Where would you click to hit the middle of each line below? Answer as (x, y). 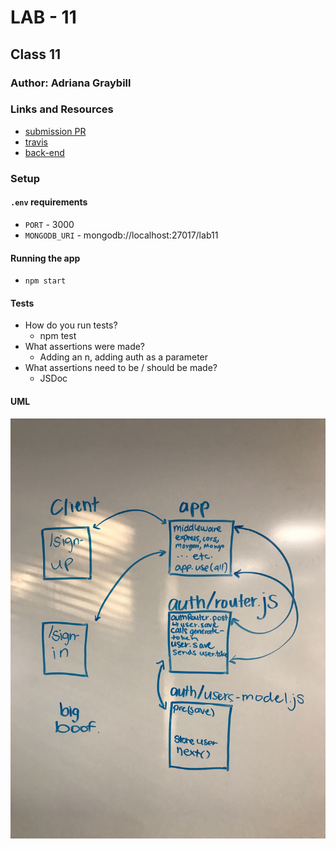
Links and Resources (62, 109)
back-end (44, 152)
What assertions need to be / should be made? (121, 368)
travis (36, 142)
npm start (45, 281)
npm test (58, 336)
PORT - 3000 (49, 224)
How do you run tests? (71, 325)
